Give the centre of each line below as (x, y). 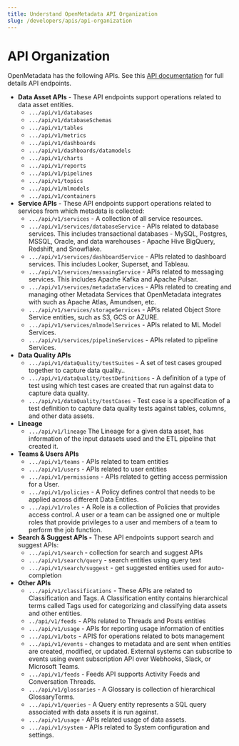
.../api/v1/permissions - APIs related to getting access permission (128, 477)
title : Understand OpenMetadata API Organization (83, 14)
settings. (41, 735)
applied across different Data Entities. (83, 499)
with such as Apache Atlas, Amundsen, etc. (92, 302)
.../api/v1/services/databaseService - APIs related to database (123, 227)
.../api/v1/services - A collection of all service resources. (116, 219)
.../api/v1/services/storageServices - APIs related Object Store (124, 310)
